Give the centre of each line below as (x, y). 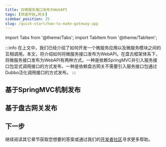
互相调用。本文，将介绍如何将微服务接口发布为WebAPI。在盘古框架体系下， (83, 54)
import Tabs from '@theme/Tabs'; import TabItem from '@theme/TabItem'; (81, 38)
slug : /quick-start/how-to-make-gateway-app (52, 24)
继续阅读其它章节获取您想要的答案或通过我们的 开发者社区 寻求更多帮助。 (79, 139)
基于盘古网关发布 (31, 108)
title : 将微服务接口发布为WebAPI (36, 10)
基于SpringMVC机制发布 (43, 90)
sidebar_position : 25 (28, 19)
